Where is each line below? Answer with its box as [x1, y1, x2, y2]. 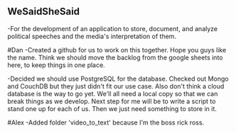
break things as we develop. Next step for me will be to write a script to [7, 97, 216, 105]
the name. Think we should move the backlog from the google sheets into [7, 53, 223, 62]
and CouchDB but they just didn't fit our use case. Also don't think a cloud [7, 81, 225, 91]
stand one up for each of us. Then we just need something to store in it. [7, 104, 217, 112]
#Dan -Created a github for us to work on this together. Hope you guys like [7, 45, 227, 54]
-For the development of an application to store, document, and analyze [7, 24, 218, 33]
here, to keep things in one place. [7, 60, 105, 69]
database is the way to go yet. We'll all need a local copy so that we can [7, 89, 218, 98]
